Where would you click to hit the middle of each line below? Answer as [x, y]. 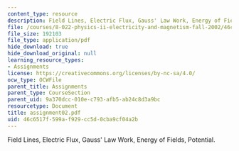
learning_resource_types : [46, 60]
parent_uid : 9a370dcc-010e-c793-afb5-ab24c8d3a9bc [84, 100]
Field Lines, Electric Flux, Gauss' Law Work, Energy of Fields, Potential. [111, 140]
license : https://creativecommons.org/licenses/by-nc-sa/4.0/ [101, 73]
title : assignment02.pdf [44, 113]
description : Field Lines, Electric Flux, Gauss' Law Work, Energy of [114, 21]
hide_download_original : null [52, 54]
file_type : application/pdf [49, 40]
